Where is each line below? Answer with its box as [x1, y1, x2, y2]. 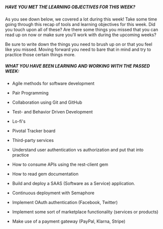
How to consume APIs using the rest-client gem [12, 161, 108, 167]
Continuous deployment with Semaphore [12, 190, 95, 196]
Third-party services [12, 137, 54, 143]
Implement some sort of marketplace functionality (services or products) [12, 208, 159, 215]
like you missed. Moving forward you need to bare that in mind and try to [5, 46, 151, 52]
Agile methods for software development [12, 80, 95, 86]
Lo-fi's [12, 118, 26, 124]
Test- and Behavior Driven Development [12, 109, 93, 114]
